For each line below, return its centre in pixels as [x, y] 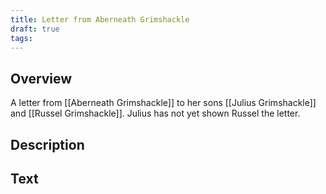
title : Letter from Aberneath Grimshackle [100, 19]
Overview [41, 78]
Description [47, 144]
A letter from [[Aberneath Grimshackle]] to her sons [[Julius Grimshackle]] [163, 103]
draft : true [35, 29]
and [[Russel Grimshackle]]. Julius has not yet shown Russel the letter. [155, 113]
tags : [21, 38]
